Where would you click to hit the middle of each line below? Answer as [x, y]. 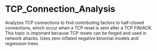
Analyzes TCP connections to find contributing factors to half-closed [75, 23]
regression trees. [22, 43]
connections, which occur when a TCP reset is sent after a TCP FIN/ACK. [79, 27]
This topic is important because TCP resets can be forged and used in [76, 33]
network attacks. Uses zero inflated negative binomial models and [72, 38]
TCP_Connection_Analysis [60, 9]
